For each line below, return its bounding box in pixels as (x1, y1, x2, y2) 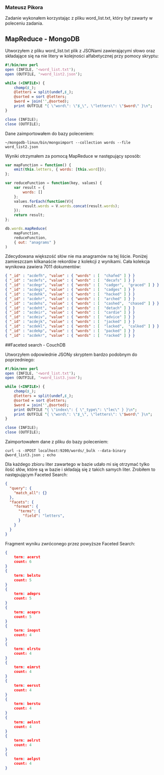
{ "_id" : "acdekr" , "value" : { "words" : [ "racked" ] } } (5, 333, 135, 338)
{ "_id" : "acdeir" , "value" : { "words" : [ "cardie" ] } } (5, 310, 135, 315)
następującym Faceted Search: (5, 472, 68, 478)
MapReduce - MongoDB (5, 35, 80, 43)
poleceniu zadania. (5, 20, 44, 26)
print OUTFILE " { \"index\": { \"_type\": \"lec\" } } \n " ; (14, 407, 137, 412)
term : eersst (14, 683, 41, 688)
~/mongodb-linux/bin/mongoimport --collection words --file (5, 140, 131, 145)
